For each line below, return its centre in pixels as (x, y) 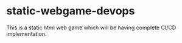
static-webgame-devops (71, 11)
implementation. (26, 33)
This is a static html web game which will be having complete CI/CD (91, 27)
